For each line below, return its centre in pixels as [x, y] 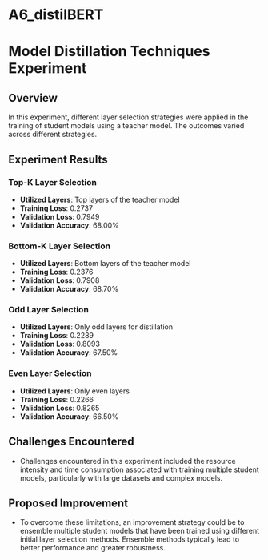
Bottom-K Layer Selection [59, 246]
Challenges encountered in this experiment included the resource [128, 461]
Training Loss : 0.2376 [56, 272]
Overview [33, 98]
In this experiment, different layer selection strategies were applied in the [128, 117]
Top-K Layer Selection [53, 182]
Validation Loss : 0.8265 [60, 408]
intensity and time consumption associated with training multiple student [140, 469]
